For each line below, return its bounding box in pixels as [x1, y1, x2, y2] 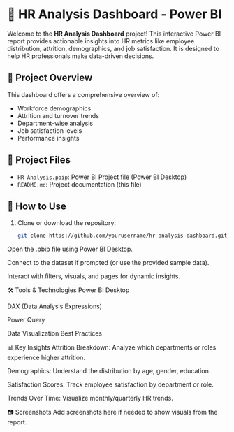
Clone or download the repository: [17, 219, 117, 227]
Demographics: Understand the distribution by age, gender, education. [7, 367, 211, 375]
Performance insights [17, 134, 80, 142]
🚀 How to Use [7, 200, 66, 212]
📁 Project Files [7, 154, 71, 166]
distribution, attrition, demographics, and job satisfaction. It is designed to [7, 44, 220, 52]
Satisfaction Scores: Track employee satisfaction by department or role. [7, 380, 214, 389]
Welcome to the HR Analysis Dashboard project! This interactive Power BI [7, 29, 221, 38]
